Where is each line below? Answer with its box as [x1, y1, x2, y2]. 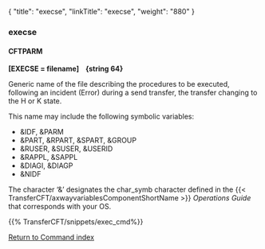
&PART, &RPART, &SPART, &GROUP [19, 135, 137, 146]
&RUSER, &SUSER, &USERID [19, 144, 113, 154]
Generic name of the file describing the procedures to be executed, [8, 80, 230, 89]
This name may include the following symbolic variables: [8, 111, 195, 122]
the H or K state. [8, 96, 62, 106]
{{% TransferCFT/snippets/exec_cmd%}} [8, 217, 144, 227]
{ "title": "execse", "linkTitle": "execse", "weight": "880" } [8, 7, 196, 16]
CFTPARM [8, 46, 43, 56]
